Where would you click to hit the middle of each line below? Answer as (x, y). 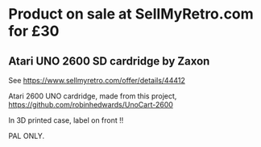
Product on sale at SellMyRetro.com (131, 14)
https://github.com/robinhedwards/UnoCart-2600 (91, 105)
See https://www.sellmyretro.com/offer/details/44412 (97, 80)
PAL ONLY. (27, 136)
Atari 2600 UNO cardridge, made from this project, (93, 96)
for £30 (34, 31)
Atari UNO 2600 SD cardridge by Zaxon (109, 61)
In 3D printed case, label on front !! (66, 120)
